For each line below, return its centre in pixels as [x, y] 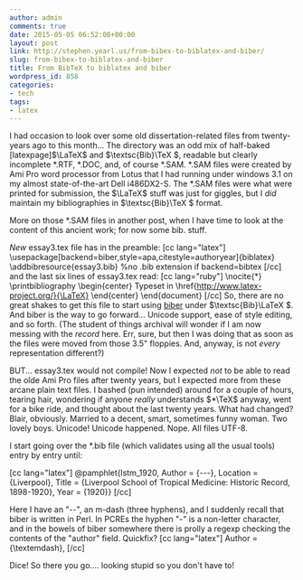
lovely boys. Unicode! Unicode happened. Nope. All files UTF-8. [129, 428]
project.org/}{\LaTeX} [49, 295]
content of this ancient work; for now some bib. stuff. [108, 230]
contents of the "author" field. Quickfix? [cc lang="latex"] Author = [133, 538]
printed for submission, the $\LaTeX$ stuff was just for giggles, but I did [143, 193]
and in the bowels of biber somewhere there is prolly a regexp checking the [150, 529]
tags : [19, 102]
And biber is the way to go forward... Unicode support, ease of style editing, [151, 315]
